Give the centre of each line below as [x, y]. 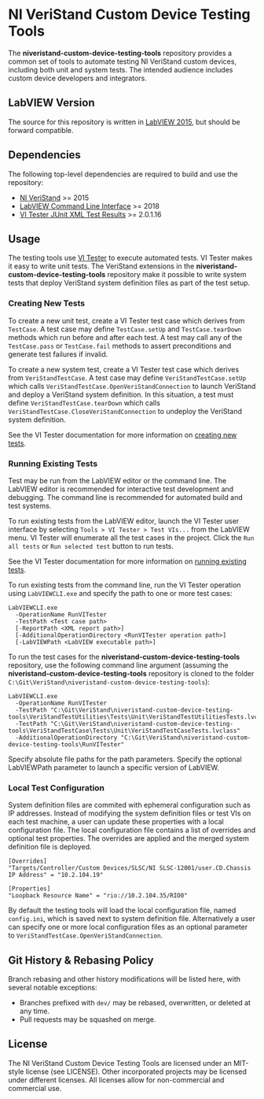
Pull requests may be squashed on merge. [88, 1019]
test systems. [30, 505]
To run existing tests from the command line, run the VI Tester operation [125, 585]
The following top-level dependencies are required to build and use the [123, 174]
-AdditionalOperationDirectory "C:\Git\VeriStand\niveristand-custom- [133, 738]
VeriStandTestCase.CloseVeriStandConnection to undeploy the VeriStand [125, 411]
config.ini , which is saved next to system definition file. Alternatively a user [132, 919]
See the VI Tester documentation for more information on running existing [128, 561]
